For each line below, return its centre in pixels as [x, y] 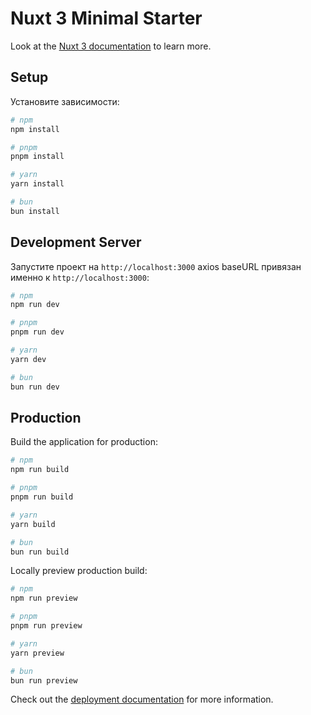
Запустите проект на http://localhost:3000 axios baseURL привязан [156, 266]
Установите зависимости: [65, 101]
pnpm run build [42, 497]
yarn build [33, 524]
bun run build [40, 552]
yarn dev [28, 359]
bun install [35, 211]
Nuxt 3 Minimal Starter [106, 18]
